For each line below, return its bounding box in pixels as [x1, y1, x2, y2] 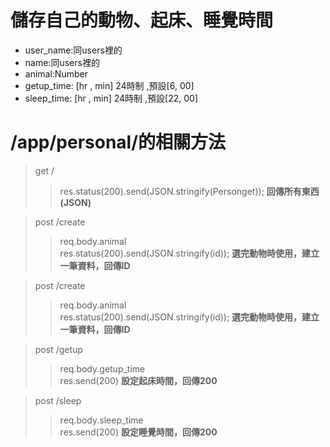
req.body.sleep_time [59, 414, 144, 426]
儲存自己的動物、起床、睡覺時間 [10, 9, 274, 32]
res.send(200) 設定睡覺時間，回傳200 [59, 426, 218, 438]
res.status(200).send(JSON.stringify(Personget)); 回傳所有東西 [59, 185, 320, 197]
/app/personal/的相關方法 [10, 131, 227, 154]
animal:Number [24, 67, 88, 80]
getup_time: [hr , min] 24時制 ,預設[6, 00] [24, 79, 195, 91]
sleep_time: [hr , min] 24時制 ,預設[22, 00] [24, 92, 199, 104]
